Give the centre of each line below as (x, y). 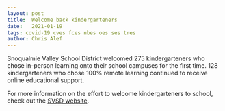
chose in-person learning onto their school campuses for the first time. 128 (112, 66)
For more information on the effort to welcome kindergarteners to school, (110, 94)
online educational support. (45, 80)
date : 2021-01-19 (35, 26)
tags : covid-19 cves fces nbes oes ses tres (71, 33)
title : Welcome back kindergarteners (62, 20)
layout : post (26, 13)
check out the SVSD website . (48, 101)
